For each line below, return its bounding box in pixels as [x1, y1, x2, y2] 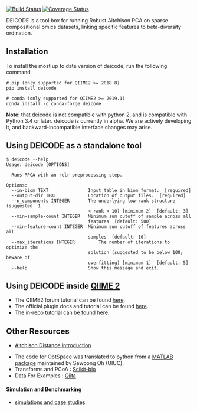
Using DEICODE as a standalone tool [6, 141, 142, 151]
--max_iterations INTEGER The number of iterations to [11, 239, 170, 245]
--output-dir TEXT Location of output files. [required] [11, 193, 186, 198]
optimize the [6, 244, 38, 250]
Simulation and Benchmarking [6, 386, 82, 393]
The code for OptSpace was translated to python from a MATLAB [14, 353, 173, 360]
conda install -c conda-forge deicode [6, 100, 101, 106]
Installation [6, 47, 48, 57]
